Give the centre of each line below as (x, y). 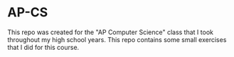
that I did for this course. (43, 47)
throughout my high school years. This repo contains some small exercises (117, 39)
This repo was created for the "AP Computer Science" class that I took (110, 32)
